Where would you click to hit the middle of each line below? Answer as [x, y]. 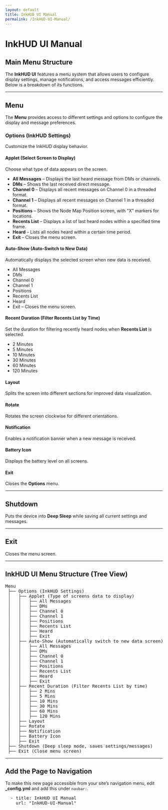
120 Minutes [25, 371]
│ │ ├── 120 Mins [34, 716]
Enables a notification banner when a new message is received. [71, 438]
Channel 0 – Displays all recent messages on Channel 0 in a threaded [84, 189]
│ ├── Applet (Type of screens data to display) [71, 596]
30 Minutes [24, 360]
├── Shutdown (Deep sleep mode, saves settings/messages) [80, 746]
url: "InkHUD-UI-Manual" [46, 803]
